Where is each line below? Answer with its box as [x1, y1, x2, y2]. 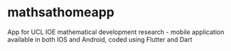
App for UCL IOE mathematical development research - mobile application [7, 28, 225, 36]
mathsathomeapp [7, 4, 115, 21]
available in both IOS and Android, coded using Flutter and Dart [7, 35, 193, 43]
